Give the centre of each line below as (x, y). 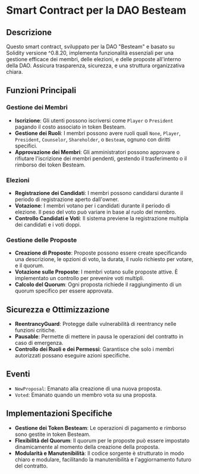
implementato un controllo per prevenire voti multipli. (79, 278)
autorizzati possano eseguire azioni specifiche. (72, 356)
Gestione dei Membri (37, 108)
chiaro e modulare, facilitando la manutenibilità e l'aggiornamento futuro (103, 459)
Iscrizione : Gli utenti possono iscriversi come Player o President (94, 120)
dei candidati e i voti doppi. (48, 224)
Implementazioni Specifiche (59, 414)
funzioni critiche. (35, 330)
